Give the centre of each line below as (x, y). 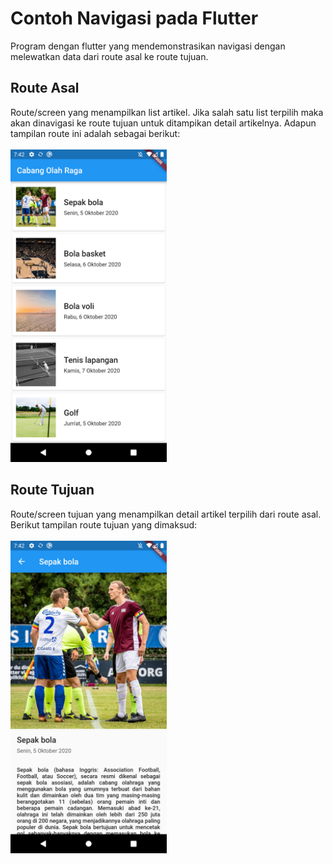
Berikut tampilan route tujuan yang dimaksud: (104, 524)
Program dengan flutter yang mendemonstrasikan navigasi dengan (148, 46)
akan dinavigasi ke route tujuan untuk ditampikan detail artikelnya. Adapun (163, 123)
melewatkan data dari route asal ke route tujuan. (109, 56)
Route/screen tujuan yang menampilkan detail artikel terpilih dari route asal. (166, 514)
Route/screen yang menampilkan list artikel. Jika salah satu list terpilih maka (167, 112)
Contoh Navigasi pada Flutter (134, 18)
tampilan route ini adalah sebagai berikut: (95, 133)
